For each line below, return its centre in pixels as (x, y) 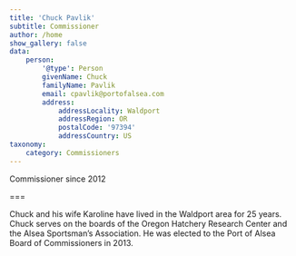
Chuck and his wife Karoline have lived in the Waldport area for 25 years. (146, 213)
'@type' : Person (73, 69)
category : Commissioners (73, 153)
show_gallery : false (49, 43)
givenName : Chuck (74, 77)
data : (20, 52)
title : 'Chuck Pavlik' (52, 18)
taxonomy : (28, 144)
